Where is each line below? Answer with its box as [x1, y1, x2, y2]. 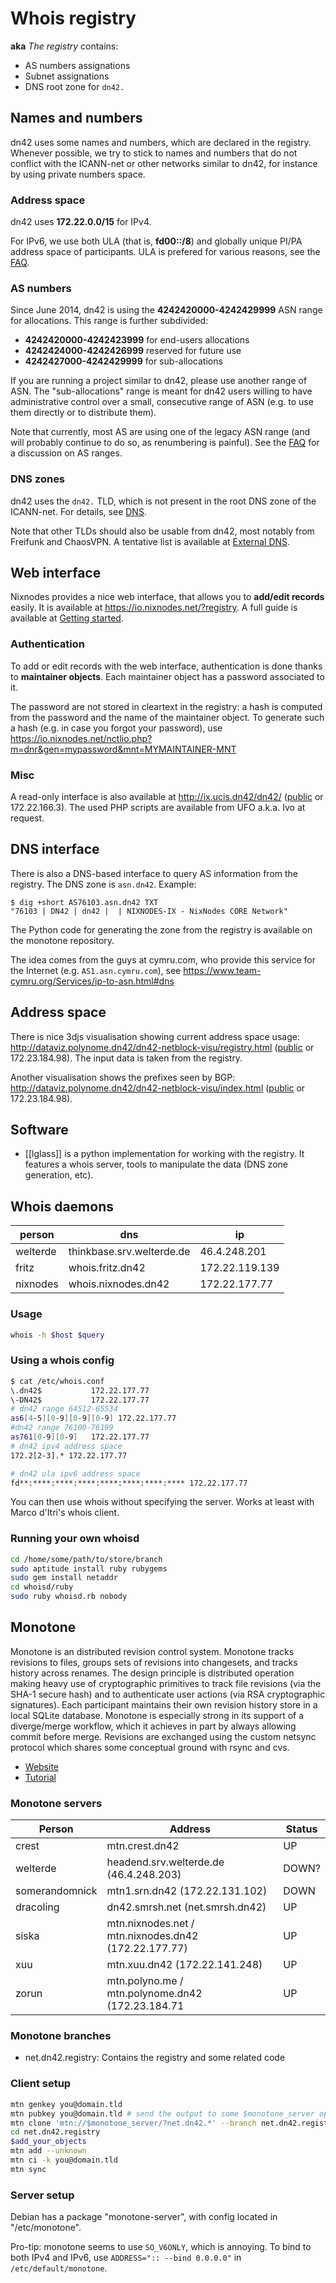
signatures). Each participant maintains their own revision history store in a [10, 1698, 318, 1711]
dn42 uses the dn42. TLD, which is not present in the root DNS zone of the [10, 495, 317, 507]
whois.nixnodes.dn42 [68, 1277, 170, 1291]
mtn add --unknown [10, 2146, 87, 2156]
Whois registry [10, 7, 137, 30]
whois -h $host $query [10, 1330, 105, 1340]
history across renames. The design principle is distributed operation [10, 1667, 295, 1679]
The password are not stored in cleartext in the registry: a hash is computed [10, 700, 323, 712]
